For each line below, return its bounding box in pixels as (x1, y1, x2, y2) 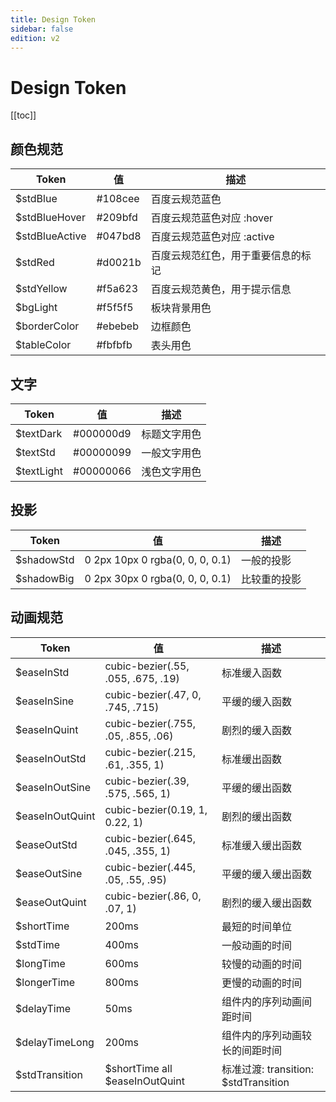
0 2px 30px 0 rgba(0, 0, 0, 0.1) (84, 571, 232, 585)
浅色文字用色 (141, 464, 202, 478)
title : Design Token (10, 14, 97, 25)
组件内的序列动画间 (221, 994, 313, 1008)
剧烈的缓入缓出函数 (221, 896, 313, 910)
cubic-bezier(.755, (104, 716, 197, 730)
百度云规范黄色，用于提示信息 (150, 282, 292, 296)
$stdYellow (15, 282, 68, 296)
